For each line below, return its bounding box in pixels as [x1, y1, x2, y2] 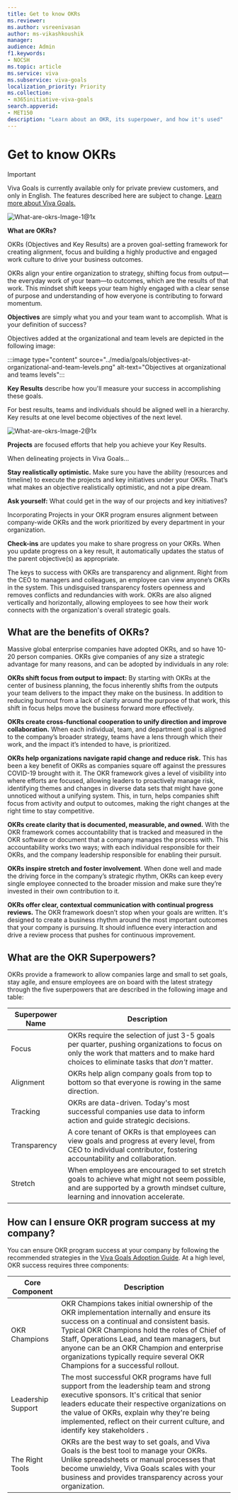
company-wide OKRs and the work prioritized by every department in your [7, 518, 225, 526]
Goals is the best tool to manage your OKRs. [61, 1446, 208, 1455]
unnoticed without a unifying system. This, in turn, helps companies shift [7, 791, 220, 800]
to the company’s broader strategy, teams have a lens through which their [7, 733, 223, 741]
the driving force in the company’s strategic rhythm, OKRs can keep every [7, 872, 223, 880]
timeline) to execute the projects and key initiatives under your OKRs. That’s [7, 475, 228, 484]
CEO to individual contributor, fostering [67, 1145, 198, 1155]
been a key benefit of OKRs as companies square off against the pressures [7, 762, 227, 770]
